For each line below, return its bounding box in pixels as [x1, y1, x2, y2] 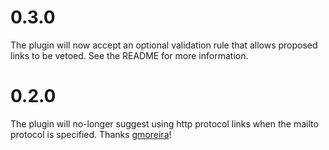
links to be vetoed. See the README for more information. [10, 49, 249, 61]
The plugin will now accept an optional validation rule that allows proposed [10, 39, 318, 51]
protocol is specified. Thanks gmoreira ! [10, 128, 172, 140]
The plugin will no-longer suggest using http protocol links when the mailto [10, 117, 319, 130]
